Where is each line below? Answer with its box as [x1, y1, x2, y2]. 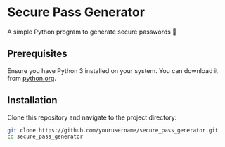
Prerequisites [7, 48, 67, 60]
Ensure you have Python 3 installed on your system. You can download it [7, 66, 218, 75]
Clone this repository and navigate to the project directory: [7, 113, 177, 122]
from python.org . [7, 74, 56, 82]
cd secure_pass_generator [7, 133, 83, 141]
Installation [7, 94, 58, 106]
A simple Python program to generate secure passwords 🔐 [7, 27, 177, 36]
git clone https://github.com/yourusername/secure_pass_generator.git [7, 127, 219, 134]
